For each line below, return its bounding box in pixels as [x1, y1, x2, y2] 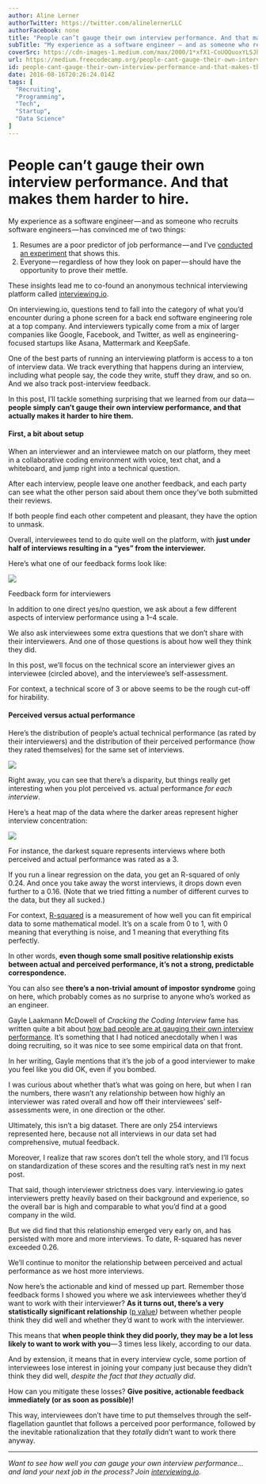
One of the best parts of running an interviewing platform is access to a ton [8, 354, 253, 363]
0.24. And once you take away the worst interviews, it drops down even [8, 878, 242, 888]
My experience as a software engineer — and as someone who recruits [8, 216, 239, 226]
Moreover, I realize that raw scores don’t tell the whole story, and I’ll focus [8, 1153, 249, 1162]
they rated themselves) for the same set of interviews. [8, 745, 184, 755]
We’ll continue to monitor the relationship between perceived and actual [8, 1258, 243, 1268]
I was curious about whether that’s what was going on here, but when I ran [8, 1080, 252, 1090]
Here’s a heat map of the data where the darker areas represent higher [8, 808, 239, 817]
